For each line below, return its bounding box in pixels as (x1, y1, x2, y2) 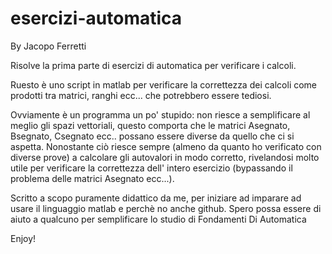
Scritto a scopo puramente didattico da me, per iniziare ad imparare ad (10, 192, 302, 204)
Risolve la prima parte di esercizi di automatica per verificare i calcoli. (10, 59, 297, 71)
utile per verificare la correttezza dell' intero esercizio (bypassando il (10, 162, 293, 174)
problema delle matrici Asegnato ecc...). (10, 172, 175, 184)
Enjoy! (10, 232, 37, 244)
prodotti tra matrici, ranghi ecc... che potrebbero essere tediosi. (10, 89, 272, 101)
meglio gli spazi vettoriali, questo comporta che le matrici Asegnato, (10, 119, 291, 131)
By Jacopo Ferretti (10, 40, 87, 52)
